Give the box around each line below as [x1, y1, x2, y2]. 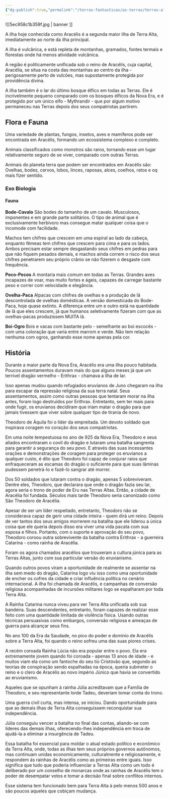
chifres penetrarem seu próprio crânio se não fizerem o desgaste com [5, 256, 151, 262]
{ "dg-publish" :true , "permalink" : [5, 7, 75, 13]
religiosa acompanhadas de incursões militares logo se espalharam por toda [5, 586, 163, 592]
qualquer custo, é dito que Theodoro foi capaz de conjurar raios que [5, 456, 147, 462]
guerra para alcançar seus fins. [5, 623, 70, 629]
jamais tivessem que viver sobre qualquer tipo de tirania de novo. [5, 409, 141, 415]
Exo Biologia [5, 185, 36, 192]
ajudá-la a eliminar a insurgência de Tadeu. [5, 731, 95, 737]
